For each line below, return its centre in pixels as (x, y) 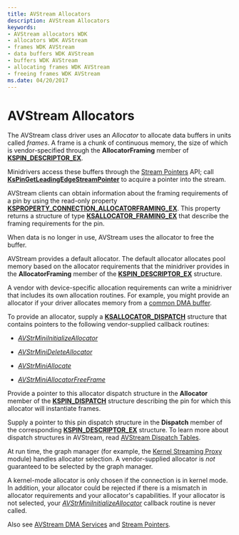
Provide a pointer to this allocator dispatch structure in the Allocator (108, 394)
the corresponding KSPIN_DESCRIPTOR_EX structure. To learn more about (118, 430)
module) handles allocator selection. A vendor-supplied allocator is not (111, 459)
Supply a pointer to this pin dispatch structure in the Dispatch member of (115, 422)
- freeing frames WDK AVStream (54, 73)
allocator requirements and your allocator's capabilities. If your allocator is (116, 496)
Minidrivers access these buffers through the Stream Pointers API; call (111, 172)
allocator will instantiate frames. (54, 409)
